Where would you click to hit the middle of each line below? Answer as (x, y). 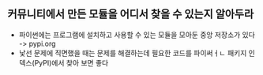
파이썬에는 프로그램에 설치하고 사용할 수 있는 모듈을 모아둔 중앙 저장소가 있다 (137, 35)
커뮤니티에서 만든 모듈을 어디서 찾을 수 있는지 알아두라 (131, 14)
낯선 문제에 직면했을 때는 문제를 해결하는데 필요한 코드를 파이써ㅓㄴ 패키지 (133, 53)
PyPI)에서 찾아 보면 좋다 (71, 62)
